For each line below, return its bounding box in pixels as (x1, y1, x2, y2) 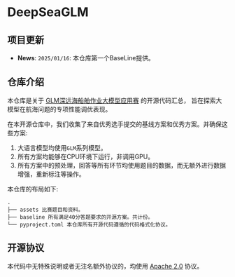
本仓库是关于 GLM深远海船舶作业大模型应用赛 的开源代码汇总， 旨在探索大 (7, 96, 222, 104)
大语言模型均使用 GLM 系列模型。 (17, 143, 107, 151)
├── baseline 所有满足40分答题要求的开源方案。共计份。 (7, 213, 154, 221)
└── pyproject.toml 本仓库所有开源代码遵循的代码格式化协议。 (7, 221, 171, 228)
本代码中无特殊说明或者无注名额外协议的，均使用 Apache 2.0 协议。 (7, 262, 204, 270)
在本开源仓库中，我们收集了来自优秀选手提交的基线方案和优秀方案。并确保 (7, 120, 222, 128)
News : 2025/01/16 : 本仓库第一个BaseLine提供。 (17, 54, 155, 62)
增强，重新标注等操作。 (17, 170, 85, 178)
